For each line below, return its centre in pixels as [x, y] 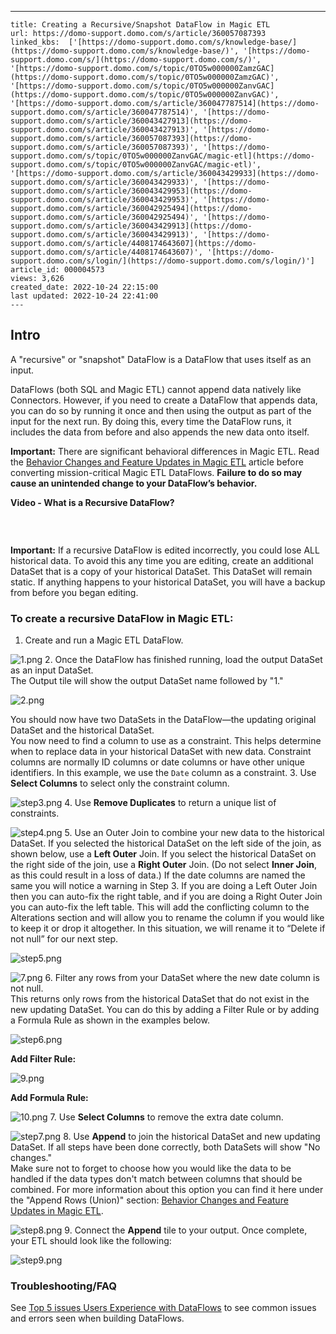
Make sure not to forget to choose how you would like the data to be [151, 1168]
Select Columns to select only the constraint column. [120, 783]
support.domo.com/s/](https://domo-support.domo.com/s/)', [136, 60]
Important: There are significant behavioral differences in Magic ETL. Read [165, 451]
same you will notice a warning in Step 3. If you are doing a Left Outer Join [164, 886]
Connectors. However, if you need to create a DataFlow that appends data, [164, 400]
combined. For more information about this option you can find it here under [167, 1190]
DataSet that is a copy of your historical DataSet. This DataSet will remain [161, 571]
